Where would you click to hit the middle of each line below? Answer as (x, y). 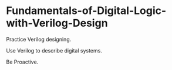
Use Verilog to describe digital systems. (54, 50)
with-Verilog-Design (57, 23)
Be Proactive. (22, 62)
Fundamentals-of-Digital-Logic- (86, 11)
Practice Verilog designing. (39, 39)
